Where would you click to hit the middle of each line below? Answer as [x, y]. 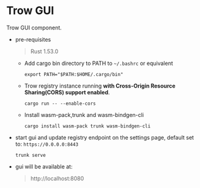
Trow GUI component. [34, 28]
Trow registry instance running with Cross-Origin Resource [100, 86]
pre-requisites [33, 39]
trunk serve [30, 155]
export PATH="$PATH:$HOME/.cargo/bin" [74, 74]
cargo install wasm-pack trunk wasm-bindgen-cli [87, 126]
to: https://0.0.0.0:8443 [46, 144]
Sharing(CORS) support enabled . [67, 92]
